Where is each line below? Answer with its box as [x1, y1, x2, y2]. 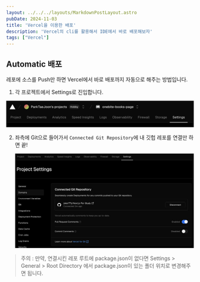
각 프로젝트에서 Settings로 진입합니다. [14, 88, 104, 95]
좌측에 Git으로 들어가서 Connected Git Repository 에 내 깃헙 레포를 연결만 [14, 134, 187, 141]
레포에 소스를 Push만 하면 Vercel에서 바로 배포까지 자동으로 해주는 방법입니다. [6, 76, 188, 83]
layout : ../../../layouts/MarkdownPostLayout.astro [6, 10, 137, 15]
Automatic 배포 [6, 59, 62, 69]
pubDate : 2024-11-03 [6, 15, 58, 22]
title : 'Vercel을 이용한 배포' [6, 22, 76, 28]
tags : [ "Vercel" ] [6, 35, 49, 41]
